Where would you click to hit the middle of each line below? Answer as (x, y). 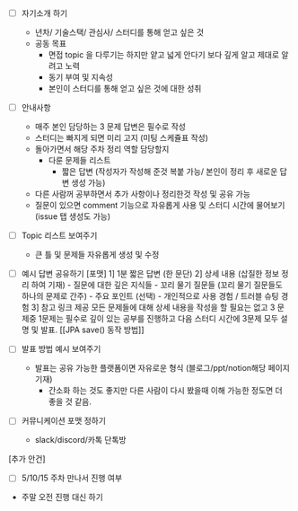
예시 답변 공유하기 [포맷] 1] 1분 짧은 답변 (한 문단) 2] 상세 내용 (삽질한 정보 (150, 274)
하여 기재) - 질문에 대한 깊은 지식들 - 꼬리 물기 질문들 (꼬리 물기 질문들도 (157, 285)
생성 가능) (88, 183)
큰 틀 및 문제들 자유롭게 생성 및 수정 (97, 255)
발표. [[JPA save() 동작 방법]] (92, 330)
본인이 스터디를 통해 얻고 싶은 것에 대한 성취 (125, 89)
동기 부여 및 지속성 (81, 77)
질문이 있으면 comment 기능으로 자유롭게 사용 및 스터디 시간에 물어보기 (160, 206)
